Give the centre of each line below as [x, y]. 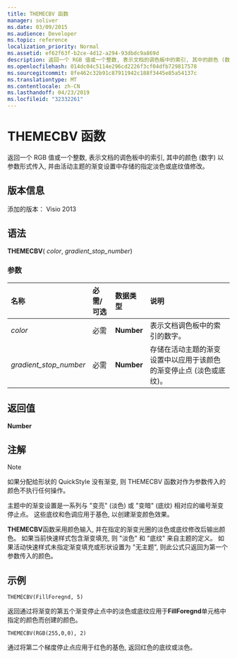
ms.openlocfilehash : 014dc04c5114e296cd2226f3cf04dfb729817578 [102, 66]
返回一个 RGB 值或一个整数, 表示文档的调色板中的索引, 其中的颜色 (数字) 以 [116, 157]
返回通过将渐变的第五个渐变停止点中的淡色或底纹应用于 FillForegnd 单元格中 [117, 611]
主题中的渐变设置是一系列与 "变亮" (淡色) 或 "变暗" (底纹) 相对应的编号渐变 [116, 505]
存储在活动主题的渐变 [185, 349]
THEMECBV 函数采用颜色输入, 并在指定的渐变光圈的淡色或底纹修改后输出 [113, 529]
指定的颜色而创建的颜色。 [44, 620]
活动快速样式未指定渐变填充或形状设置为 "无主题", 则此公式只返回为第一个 [120, 547]
